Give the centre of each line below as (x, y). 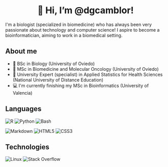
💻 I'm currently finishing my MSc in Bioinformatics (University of (81, 86)
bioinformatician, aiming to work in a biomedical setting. (64, 35)
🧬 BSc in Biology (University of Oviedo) (54, 64)
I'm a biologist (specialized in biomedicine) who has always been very (78, 24)
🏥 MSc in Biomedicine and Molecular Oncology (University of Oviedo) (86, 69)
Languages (23, 109)
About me (21, 51)
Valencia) (22, 93)
